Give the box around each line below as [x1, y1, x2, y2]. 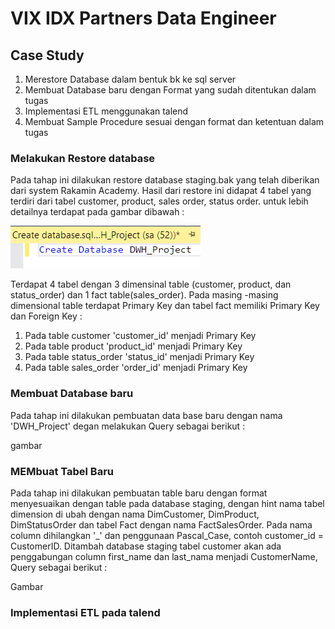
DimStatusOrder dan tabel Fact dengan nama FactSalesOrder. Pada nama [10, 518, 313, 531]
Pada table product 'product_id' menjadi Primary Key [24, 340, 243, 352]
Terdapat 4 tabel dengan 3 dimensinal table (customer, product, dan [10, 278, 292, 291]
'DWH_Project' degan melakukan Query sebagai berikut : [10, 420, 246, 432]
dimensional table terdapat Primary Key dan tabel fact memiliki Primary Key [10, 300, 320, 312]
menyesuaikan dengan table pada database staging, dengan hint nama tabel [10, 497, 325, 509]
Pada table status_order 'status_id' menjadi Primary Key [24, 351, 255, 363]
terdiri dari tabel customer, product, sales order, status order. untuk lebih [10, 195, 309, 207]
